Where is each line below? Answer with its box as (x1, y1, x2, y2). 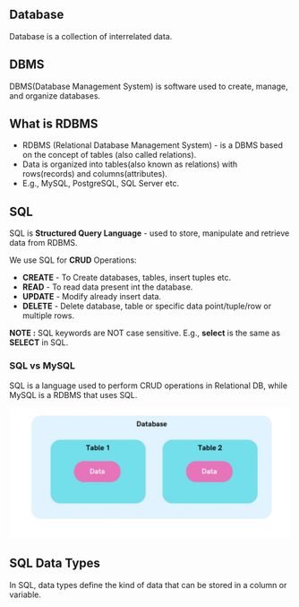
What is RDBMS (9, 117, 98, 132)
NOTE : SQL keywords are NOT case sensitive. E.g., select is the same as (9, 327, 280, 339)
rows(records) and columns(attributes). (21, 169, 168, 179)
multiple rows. (21, 310, 75, 321)
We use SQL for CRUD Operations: (9, 255, 137, 265)
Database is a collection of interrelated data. (9, 30, 173, 41)
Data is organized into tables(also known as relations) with (21, 159, 238, 169)
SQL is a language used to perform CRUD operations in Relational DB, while (9, 380, 288, 391)
